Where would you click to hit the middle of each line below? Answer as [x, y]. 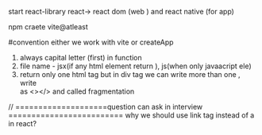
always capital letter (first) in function [81, 58]
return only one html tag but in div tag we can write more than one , [130, 74]
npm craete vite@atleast [48, 27]
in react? [23, 123]
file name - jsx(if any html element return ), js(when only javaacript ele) [135, 66]
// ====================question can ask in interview [106, 107]
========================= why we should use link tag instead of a [131, 115]
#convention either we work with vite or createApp [91, 42]
